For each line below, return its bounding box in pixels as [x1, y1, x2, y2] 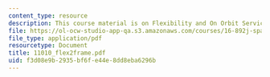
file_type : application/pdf [8, 34, 103, 43]
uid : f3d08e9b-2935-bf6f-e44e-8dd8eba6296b [8, 57, 157, 65]
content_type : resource [8, 11, 88, 20]
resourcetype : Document [8, 42, 88, 50]
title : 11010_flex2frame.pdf [8, 49, 106, 57]
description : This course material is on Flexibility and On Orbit [8, 19, 239, 27]
